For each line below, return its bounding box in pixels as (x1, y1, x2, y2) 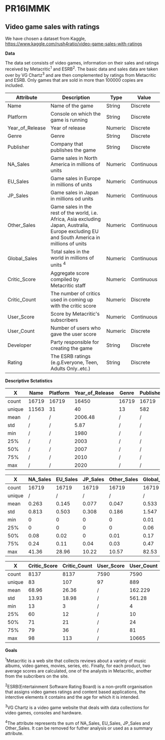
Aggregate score (51, 269, 89, 276)
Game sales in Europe (51, 175, 101, 182)
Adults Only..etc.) (51, 365, 91, 372)
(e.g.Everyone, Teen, (51, 359, 99, 366)
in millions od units (51, 195, 93, 202)
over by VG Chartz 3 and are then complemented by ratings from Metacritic (5, 71, 156, 78)
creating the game (51, 345, 93, 352)
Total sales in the (51, 248, 90, 255)
